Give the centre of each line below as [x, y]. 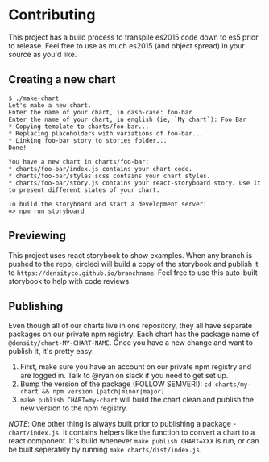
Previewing [37, 236]
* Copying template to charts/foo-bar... [79, 127]
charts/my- [233, 385]
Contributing [52, 15]
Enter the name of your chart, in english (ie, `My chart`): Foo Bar [128, 119]
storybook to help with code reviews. [70, 281]
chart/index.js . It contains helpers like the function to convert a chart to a [132, 432]
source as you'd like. [43, 54]
